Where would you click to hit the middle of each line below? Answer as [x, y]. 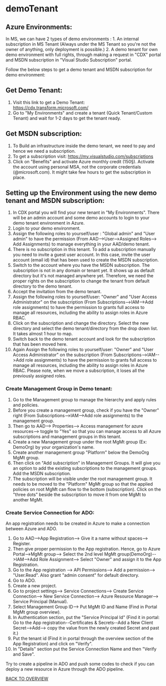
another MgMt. [28, 499]
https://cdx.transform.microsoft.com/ [50, 108]
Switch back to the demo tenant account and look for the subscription [84, 339]
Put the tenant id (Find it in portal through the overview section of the [83, 638]
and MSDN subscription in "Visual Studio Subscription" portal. [69, 60]
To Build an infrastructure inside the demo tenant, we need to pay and [84, 146]
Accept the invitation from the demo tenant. [57, 292]
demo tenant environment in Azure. [49, 223]
